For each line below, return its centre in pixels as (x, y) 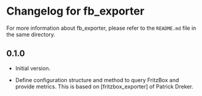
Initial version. (33, 68)
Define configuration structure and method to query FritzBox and (97, 80)
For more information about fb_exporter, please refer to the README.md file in (101, 28)
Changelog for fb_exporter (76, 11)
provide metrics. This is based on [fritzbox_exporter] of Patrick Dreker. (104, 86)
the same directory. (31, 34)
